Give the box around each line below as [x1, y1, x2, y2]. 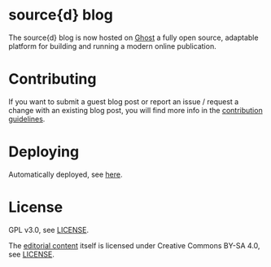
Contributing [8, 70, 97, 89]
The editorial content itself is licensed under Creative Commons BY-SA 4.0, [8, 240, 260, 250]
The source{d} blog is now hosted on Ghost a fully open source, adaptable [8, 33, 259, 42]
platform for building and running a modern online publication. [8, 41, 217, 50]
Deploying [8, 142, 80, 161]
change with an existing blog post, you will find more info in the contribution [8, 105, 263, 115]
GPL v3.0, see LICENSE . [8, 225, 90, 234]
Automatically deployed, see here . [8, 169, 123, 179]
